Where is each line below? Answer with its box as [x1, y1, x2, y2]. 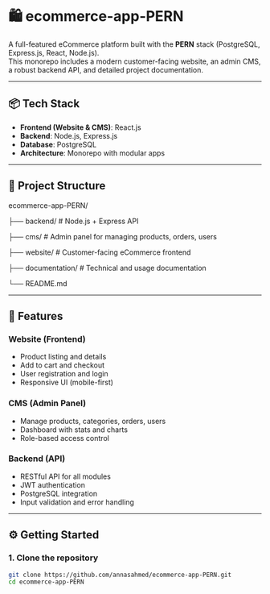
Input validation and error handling [19, 497, 135, 507]
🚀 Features [8, 309, 63, 323]
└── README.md [8, 278, 67, 288]
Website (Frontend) [8, 333, 86, 344]
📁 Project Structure [8, 179, 106, 193]
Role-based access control [19, 433, 110, 442]
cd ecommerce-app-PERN [8, 578, 84, 586]
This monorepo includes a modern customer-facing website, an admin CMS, [8, 56, 261, 66]
